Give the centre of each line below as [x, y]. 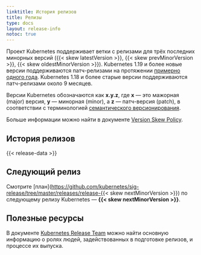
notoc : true [21, 34]
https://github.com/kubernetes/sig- [95, 186]
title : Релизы [24, 17]
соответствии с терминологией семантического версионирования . [94, 108]
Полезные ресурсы [45, 219]
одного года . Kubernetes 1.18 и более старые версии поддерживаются [97, 77]
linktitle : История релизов [42, 12]
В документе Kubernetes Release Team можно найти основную [88, 233]
